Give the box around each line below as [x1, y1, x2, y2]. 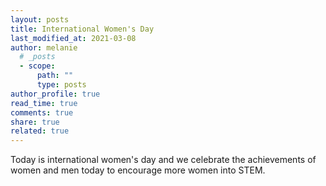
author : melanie [10, 42, 78, 53]
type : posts [36, 80, 87, 90]
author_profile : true [10, 89, 101, 99]
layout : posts [10, 14, 70, 25]
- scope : [19, 61, 56, 71]
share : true [10, 117, 60, 127]
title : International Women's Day [10, 24, 155, 34]
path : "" [36, 71, 74, 81]
